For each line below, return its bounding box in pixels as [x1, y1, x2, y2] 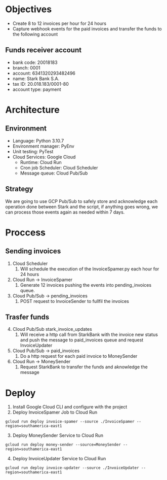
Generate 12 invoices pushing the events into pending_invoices [20, 282, 152, 288]
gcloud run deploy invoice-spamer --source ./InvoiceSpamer [5, 419, 135, 424]
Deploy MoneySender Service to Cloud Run [12, 432, 104, 438]
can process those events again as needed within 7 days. [5, 209, 125, 215]
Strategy [5, 185, 33, 193]
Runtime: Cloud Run [20, 159, 62, 165]
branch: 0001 [12, 64, 40, 71]
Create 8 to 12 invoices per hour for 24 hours [12, 20, 107, 26]
